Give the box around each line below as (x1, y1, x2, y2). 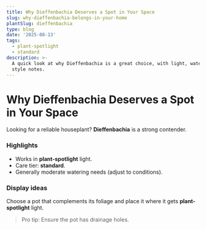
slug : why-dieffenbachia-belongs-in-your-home (6, 15, 128, 21)
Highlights (6, 141, 38, 150)
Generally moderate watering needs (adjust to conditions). (15, 168, 163, 176)
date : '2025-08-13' (6, 32, 56, 38)
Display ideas (6, 184, 48, 192)
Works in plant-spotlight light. (15, 155, 93, 163)
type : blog (6, 26, 34, 33)
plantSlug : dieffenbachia (6, 20, 72, 26)
